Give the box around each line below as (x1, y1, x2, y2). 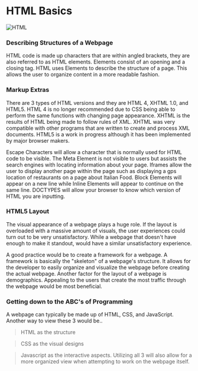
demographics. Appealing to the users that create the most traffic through (6, 276, 186, 283)
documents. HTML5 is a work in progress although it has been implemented (6, 130, 191, 137)
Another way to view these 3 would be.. (6, 317, 103, 324)
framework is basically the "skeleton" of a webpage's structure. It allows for (6, 257, 191, 264)
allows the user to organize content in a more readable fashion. (6, 71, 160, 78)
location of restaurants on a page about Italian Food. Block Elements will (6, 174, 182, 181)
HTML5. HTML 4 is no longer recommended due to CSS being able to (6, 105, 176, 113)
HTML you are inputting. (6, 193, 66, 200)
